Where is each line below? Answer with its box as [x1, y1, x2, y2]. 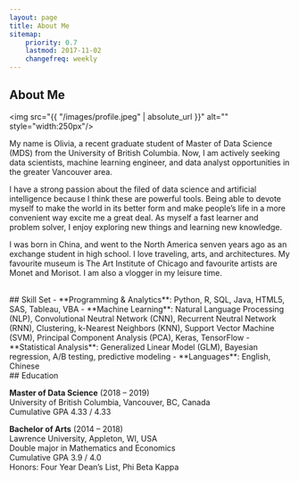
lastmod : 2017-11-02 [25, 46, 102, 55]
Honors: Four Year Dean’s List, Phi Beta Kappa [9, 461, 179, 472]
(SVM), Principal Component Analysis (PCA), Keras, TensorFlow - [9, 332, 250, 343]
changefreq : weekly [25, 54, 98, 63]
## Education [9, 369, 59, 380]
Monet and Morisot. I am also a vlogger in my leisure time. [9, 267, 223, 278]
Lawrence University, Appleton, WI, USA [9, 433, 158, 444]
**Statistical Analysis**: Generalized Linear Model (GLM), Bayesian [9, 341, 259, 352]
